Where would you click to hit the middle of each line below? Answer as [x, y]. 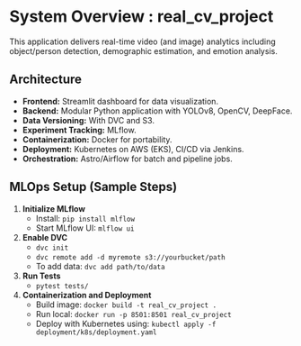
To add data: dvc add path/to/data [100, 266]
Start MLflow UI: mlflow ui [85, 228]
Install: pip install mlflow [85, 218]
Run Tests [41, 276]
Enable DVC [45, 237]
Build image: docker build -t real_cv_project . [126, 305]
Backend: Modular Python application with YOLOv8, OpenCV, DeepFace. [157, 111]
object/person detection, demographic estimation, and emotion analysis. [144, 50]
